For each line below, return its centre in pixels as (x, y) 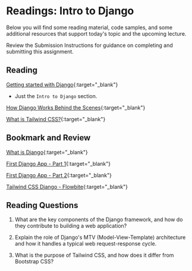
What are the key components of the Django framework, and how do (99, 220)
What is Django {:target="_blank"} (47, 152)
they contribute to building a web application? (71, 226)
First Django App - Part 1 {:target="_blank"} (59, 163)
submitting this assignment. (40, 51)
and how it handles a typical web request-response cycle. (86, 244)
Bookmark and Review (48, 138)
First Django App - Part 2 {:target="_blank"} (59, 175)
